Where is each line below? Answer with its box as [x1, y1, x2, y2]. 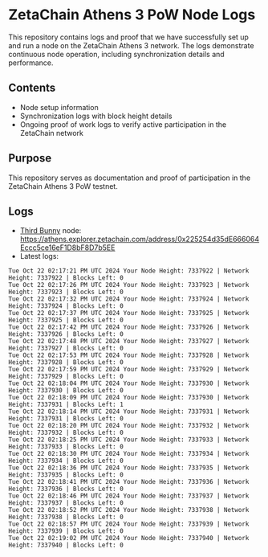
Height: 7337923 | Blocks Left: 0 [8, 288, 124, 297]
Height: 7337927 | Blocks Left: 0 [8, 344, 124, 353]
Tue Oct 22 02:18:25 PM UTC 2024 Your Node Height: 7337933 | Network [8, 436, 250, 444]
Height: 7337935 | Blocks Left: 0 [8, 471, 124, 479]
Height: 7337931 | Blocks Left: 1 [8, 400, 124, 409]
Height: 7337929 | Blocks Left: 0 [8, 372, 124, 381]
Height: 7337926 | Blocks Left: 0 [8, 330, 124, 338]
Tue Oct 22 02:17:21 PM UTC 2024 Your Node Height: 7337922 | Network [8, 267, 250, 275]
